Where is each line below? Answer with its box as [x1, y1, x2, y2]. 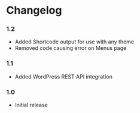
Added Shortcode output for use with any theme [14, 38, 135, 45]
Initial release [14, 102, 48, 109]
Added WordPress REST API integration [14, 73, 112, 80]
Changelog [6, 4, 62, 17]
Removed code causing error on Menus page [14, 45, 127, 52]
